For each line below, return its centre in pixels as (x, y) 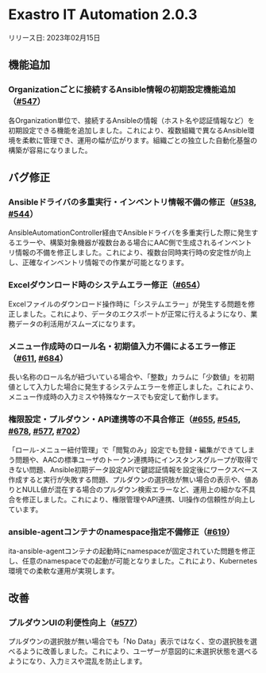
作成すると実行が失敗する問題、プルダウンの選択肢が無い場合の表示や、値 (130, 480)
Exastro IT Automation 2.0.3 (103, 15)
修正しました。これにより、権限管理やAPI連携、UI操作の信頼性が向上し (139, 500)
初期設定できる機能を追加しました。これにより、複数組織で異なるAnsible (128, 130)
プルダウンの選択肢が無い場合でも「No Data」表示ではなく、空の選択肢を (129, 641)
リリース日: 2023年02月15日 (54, 37)
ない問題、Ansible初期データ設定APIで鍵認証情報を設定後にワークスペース (137, 470)
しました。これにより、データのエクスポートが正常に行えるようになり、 (133, 313)
